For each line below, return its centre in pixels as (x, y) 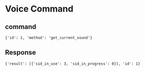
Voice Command (39, 9)
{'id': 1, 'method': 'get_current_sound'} (49, 38)
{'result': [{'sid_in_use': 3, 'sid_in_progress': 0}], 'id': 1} (72, 64)
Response (21, 52)
